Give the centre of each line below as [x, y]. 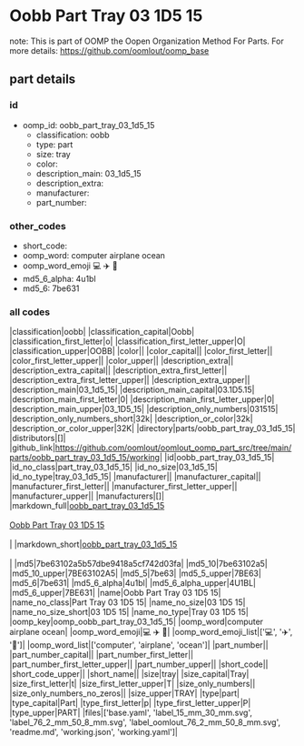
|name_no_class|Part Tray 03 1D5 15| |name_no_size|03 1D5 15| [128, 602]
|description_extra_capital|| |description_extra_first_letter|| [118, 370]
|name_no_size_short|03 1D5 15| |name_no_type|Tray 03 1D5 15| [129, 612]
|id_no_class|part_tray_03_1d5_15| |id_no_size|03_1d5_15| [113, 467]
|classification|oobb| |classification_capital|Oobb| [102, 332]
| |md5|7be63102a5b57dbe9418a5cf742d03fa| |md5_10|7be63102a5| [138, 564]
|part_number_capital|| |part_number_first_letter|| [102, 655]
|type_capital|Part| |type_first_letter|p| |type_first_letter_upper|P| [130, 703]
